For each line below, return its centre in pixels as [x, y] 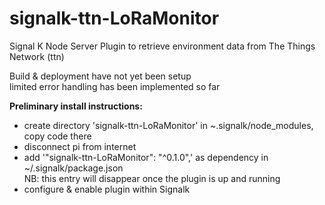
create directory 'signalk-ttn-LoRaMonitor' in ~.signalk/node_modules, [168, 125]
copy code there [57, 136]
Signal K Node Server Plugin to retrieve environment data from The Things [162, 46]
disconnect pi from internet [80, 146]
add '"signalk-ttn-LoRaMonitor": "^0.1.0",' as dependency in [146, 157]
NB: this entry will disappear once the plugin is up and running [152, 178]
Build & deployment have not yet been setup [100, 76]
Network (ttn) [37, 56]
